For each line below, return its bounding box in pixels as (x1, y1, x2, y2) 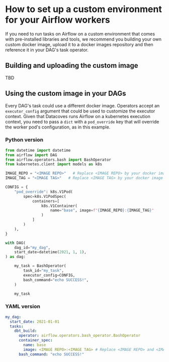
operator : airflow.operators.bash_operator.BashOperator (18, 333, 141, 338)
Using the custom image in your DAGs (5, 89, 127, 98)
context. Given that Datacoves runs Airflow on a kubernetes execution (5, 113, 151, 119)
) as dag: (5, 255, 26, 260)
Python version (5, 137, 44, 144)
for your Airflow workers (5, 14, 111, 26)
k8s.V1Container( (41, 203, 78, 208)
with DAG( (5, 240, 26, 246)
